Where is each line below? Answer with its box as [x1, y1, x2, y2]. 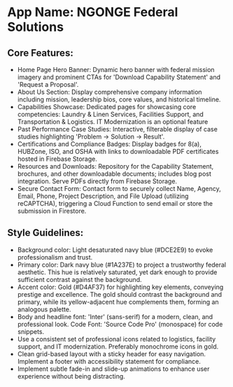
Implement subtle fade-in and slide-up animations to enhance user [17, 365, 210, 373]
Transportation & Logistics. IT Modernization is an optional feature [17, 118, 209, 126]
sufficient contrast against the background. [17, 275, 142, 283]
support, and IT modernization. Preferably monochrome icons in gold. [17, 342, 219, 351]
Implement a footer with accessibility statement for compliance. [17, 357, 201, 365]
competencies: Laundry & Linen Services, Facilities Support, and [17, 110, 204, 118]
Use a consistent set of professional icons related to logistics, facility [17, 335, 216, 343]
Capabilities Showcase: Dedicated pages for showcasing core [17, 103, 197, 111]
